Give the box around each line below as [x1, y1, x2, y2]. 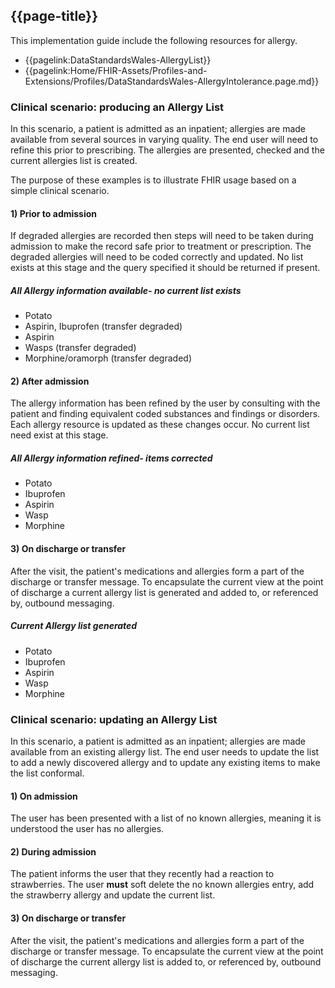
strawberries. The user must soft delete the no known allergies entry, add [10, 879, 315, 891]
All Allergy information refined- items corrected [10, 452, 213, 464]
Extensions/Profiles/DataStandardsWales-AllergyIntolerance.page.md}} [24, 75, 320, 87]
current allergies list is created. [10, 155, 138, 167]
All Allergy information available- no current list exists [10, 284, 242, 296]
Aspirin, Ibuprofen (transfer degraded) [24, 320, 183, 333]
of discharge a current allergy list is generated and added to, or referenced [10, 586, 319, 598]
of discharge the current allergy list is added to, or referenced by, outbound [10, 955, 322, 968]
